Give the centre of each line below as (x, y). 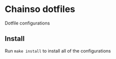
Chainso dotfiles (40, 9)
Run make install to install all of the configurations (58, 50)
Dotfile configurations (27, 23)
